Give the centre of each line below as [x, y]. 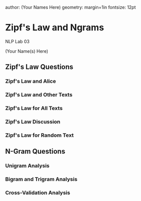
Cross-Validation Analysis [38, 193]
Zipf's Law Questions [39, 67]
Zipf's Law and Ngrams [55, 28]
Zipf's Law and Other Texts [39, 95]
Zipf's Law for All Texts [34, 109]
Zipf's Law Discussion [33, 122]
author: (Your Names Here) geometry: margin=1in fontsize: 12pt [71, 7]
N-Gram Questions [35, 152]
